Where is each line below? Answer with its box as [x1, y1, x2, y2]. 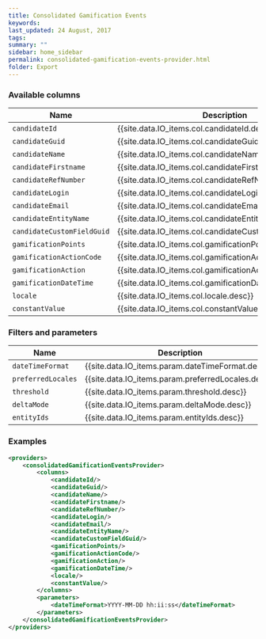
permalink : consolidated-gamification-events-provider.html [8, 56, 211, 64]
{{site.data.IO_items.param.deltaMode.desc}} [84, 399, 252, 410]
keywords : [8, 19, 41, 27]
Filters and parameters [8, 326, 97, 337]
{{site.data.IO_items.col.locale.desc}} [117, 291, 254, 302]
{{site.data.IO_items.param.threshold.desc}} [84, 386, 247, 397]
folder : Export [8, 63, 59, 71]
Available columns [8, 89, 81, 100]
